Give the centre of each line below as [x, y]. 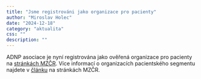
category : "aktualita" [35, 29]
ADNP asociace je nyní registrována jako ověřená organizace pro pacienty [99, 57]
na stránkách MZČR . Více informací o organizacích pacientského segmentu [101, 63]
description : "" [27, 40]
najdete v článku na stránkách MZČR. [53, 70]
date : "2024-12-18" [31, 23]
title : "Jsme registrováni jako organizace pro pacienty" [81, 12]
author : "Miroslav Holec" [39, 17]
